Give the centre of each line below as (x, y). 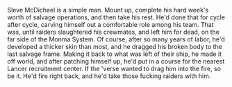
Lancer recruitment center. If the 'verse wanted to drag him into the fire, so (114, 69)
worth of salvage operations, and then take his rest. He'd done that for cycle (116, 17)
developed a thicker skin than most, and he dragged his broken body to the (115, 47)
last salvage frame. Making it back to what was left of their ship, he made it (115, 54)
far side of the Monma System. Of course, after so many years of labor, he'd (116, 39)
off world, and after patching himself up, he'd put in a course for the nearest (116, 61)
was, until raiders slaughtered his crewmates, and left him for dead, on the (114, 32)
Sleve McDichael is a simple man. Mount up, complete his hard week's (108, 10)
